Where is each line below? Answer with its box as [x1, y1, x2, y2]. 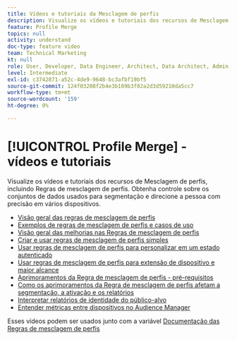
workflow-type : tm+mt [7, 89, 71, 96]
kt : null [7, 56, 33, 63]
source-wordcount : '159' [7, 96, 80, 103]
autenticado [17, 250, 53, 259]
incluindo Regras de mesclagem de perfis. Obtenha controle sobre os [7, 184, 209, 193]
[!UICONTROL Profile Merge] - [7, 139, 187, 155]
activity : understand [7, 37, 71, 44]
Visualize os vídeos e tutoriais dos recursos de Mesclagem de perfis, [7, 177, 208, 186]
